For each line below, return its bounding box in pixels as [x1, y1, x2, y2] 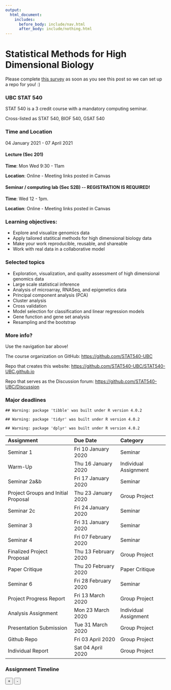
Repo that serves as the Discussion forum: [5, 378, 94, 384]
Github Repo [8, 636, 38, 643]
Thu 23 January [74, 489, 113, 496]
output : [5, 7, 22, 13]
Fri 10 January [74, 446, 109, 453]
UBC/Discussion [5, 383, 40, 390]
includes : [14, 17, 36, 22]
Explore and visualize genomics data [12, 230, 90, 236]
